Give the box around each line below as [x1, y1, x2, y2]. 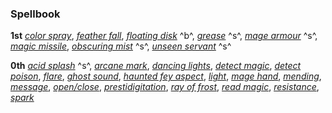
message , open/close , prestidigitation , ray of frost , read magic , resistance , [10, 81, 320, 93]
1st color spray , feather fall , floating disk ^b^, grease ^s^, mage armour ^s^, [10, 30, 318, 42]
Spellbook [10, 7, 61, 21]
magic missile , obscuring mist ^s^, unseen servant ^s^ [10, 40, 232, 52]
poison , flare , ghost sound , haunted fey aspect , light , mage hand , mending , [10, 70, 322, 82]
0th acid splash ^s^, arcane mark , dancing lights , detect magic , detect [10, 60, 302, 72]
